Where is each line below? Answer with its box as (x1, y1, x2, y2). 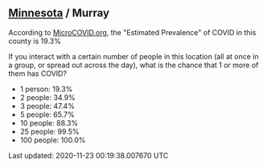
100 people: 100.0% (19, 135, 86, 145)
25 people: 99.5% (19, 126, 80, 136)
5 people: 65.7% (19, 110, 75, 119)
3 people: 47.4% (19, 101, 75, 110)
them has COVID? (8, 68, 67, 78)
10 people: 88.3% (19, 118, 79, 127)
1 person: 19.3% (19, 84, 73, 94)
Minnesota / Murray (8, 6, 110, 20)
